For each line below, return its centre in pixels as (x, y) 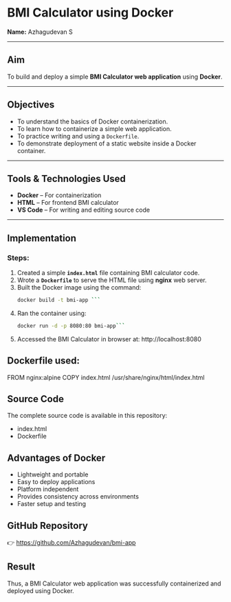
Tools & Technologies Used (66, 178)
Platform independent (48, 489)
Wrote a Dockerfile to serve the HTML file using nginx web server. (112, 280)
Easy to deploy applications (56, 482)
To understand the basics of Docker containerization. (92, 121)
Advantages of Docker (56, 458)
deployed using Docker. (41, 590)
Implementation (42, 238)
